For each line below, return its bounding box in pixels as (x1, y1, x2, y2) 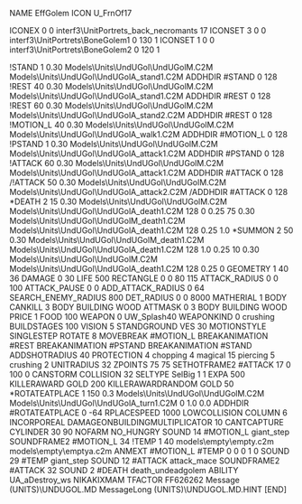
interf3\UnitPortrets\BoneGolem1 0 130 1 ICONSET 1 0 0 (9, 35, 215, 45)
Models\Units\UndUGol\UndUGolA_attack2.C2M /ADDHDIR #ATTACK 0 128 (9, 187, 288, 197)
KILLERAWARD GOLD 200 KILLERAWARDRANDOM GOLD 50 (9, 378, 234, 389)
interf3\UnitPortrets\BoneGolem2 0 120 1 (9, 44, 160, 55)
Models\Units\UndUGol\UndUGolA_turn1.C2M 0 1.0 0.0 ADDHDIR (9, 397, 250, 408)
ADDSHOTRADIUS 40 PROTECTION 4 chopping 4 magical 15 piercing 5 (9, 350, 276, 360)
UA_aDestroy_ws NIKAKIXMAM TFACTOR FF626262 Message (9, 474, 241, 485)
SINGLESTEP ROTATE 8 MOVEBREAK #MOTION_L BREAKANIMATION (9, 331, 269, 341)
